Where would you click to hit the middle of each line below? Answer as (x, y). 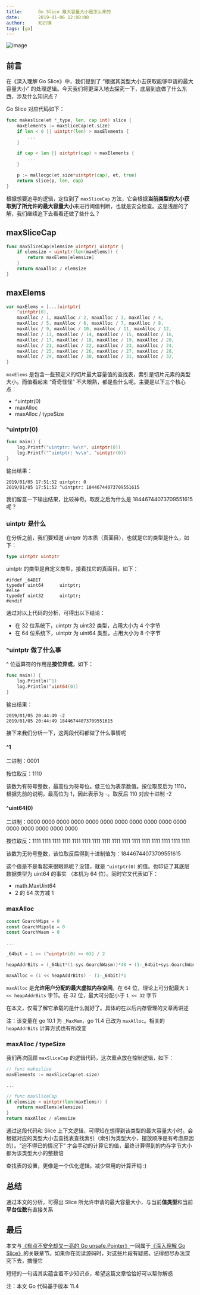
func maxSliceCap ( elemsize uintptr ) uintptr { (65, 246)
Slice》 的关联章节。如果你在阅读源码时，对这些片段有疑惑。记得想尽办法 (96, 1253)
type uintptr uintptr (33, 557)
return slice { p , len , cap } (50, 181)
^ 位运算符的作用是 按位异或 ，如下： (50, 664)
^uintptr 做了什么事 (34, 650)
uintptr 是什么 (26, 523)
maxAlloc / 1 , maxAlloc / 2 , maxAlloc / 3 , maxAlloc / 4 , (90, 318)
